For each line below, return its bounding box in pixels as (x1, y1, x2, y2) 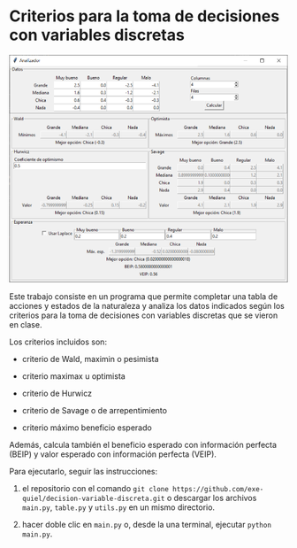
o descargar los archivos (166, 493, 257, 504)
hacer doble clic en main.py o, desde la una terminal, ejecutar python (21, 520, 272, 530)
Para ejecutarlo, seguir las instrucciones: (9, 467, 158, 477)
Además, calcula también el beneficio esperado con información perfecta (9, 440, 277, 451)
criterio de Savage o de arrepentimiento (21, 405, 168, 416)
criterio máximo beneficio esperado (21, 422, 152, 433)
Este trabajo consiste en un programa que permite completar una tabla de (9, 291, 278, 302)
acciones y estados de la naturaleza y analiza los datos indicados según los (9, 301, 285, 312)
